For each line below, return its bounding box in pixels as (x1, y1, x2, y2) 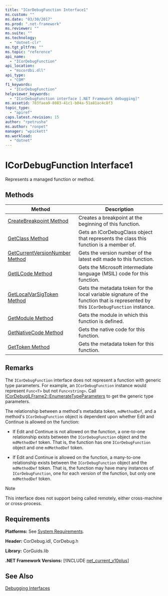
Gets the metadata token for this (78, 340, 154, 347)
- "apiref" (9, 110, 32, 115)
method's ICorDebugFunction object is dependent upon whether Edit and (5, 413, 154, 419)
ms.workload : (5, 134, 32, 139)
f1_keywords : (5, 82, 32, 87)
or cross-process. (5, 500, 42, 506)
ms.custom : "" (5, 12, 35, 17)
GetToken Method (7, 343, 50, 350)
